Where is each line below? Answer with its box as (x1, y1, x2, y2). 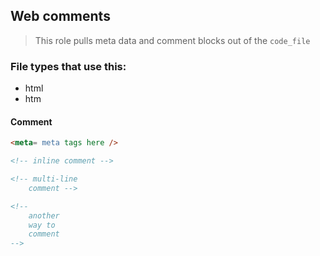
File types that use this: (10, 59, 127, 73)
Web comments (10, 8, 111, 25)
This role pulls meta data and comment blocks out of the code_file (34, 34, 311, 46)
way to (28, 220, 56, 230)
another (28, 210, 60, 221)
